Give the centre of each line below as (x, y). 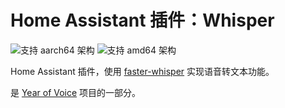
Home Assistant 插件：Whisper (142, 20)
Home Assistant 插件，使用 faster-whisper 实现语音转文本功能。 (142, 71)
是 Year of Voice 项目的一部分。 (76, 92)
